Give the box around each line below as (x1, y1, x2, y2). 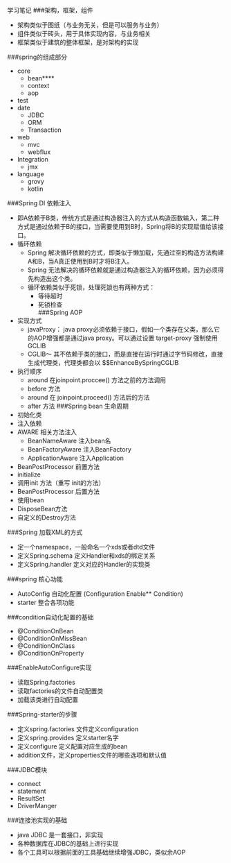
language (17, 170, 44, 178)
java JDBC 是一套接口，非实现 (17, 831, 104, 839)
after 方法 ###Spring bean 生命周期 (27, 402, 129, 410)
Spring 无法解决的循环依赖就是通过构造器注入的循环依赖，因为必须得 (27, 266, 224, 274)
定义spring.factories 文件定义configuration (17, 725, 139, 733)
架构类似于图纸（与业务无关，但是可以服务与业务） (17, 21, 163, 29)
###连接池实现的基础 (7, 816, 68, 824)
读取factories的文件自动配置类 (17, 687, 104, 695)
